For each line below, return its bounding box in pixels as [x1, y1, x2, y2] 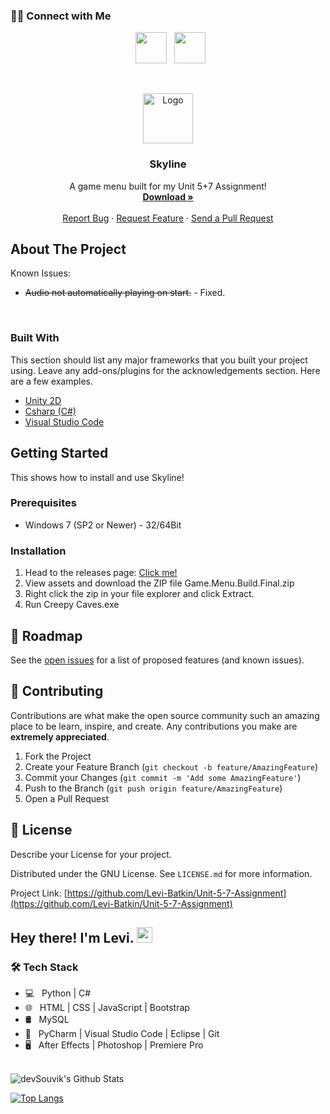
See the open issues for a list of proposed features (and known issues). [10, 654, 305, 666]
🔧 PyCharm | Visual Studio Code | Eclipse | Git [24, 1028, 220, 1040]
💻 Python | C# [24, 987, 92, 999]
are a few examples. [10, 375, 94, 387]
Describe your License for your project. [10, 848, 172, 860]
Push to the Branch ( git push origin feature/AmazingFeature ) [24, 782, 283, 794]
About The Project [10, 240, 127, 258]
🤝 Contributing [10, 683, 104, 700]
